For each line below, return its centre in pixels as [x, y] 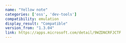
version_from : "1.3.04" [30, 28]
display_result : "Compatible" [37, 23]
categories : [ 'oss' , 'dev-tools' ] [41, 14]
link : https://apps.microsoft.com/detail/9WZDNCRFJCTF [63, 33]
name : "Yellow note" [27, 10]
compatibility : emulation [32, 19]
